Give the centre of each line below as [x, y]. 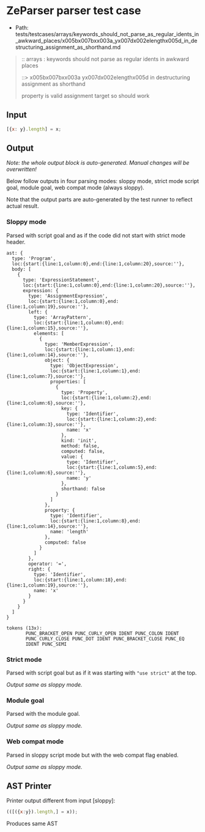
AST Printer [29, 786]
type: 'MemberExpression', [79, 344]
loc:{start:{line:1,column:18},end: [80, 580]
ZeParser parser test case [74, 11]
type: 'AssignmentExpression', [68, 296]
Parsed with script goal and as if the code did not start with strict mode [96, 235]
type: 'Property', [84, 392]
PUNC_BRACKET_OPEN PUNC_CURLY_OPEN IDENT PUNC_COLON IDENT [102, 633]
